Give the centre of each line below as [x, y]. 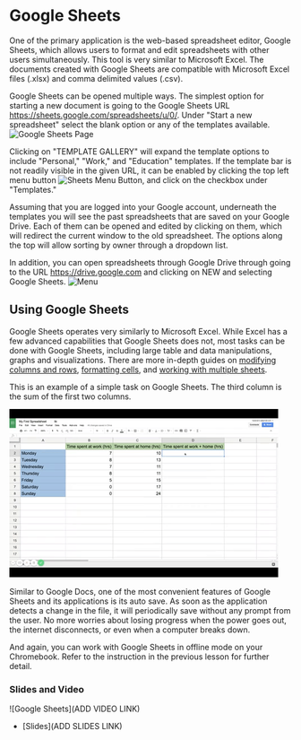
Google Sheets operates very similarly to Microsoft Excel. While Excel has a [149, 331]
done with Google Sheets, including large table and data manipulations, [141, 350]
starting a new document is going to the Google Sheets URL [120, 105]
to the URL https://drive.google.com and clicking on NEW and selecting [141, 272]
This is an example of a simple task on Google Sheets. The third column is [146, 387]
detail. [21, 666]
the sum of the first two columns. [70, 396]
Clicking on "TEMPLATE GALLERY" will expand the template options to [139, 151]
